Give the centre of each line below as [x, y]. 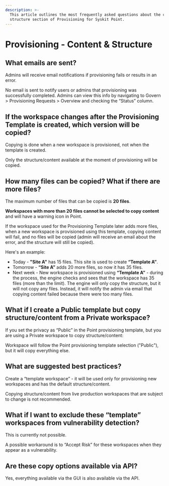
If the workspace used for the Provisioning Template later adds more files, [82, 226]
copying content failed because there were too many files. [73, 294]
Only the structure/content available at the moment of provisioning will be [81, 160]
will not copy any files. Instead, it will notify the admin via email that [82, 289]
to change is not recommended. [38, 399]
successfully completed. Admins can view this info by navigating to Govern [83, 95]
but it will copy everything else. [37, 350]
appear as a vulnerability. [31, 450]
